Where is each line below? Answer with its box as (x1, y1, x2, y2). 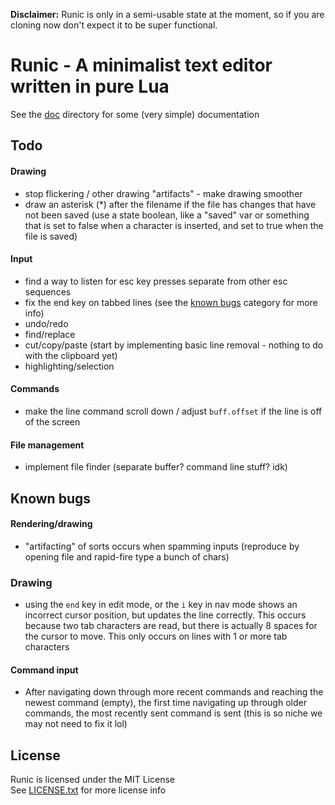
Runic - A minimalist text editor (10, 54, 273, 77)
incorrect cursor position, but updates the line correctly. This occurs (24, 609, 307, 621)
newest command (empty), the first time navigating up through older (24, 697, 307, 709)
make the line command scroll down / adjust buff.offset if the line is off (24, 405, 323, 417)
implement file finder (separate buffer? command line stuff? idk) (24, 461, 288, 473)
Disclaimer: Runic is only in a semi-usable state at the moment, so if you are (10, 9, 325, 20)
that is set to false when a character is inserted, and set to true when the (24, 219, 324, 231)
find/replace (24, 328, 76, 340)
